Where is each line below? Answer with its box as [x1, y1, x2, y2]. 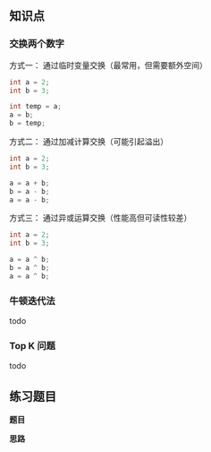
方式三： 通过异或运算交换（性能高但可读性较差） [9, 213, 192, 223]
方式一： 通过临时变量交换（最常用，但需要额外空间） [9, 59, 207, 70]
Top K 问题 [9, 340, 56, 352]
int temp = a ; [9, 102, 63, 111]
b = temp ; [9, 119, 46, 128]
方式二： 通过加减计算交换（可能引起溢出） [9, 136, 168, 147]
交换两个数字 [9, 38, 65, 50]
